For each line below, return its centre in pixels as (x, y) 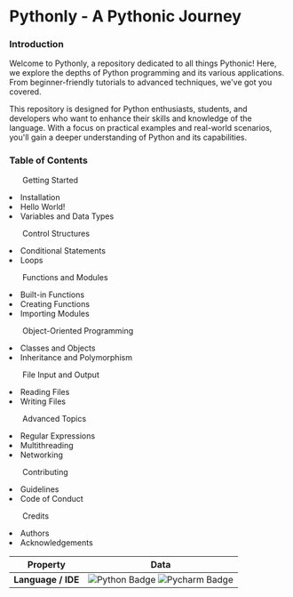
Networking (42, 455)
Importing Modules (55, 313)
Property (47, 564)
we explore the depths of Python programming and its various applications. (147, 73)
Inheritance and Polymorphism (77, 357)
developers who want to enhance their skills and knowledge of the (131, 118)
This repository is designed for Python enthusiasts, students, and (128, 109)
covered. (25, 92)
